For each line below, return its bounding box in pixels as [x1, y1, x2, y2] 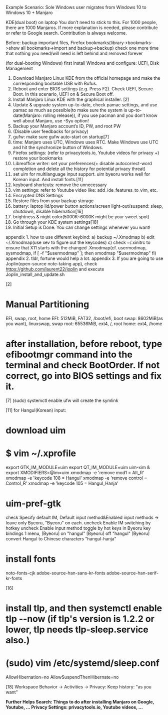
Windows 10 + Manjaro [5, 10, 53, 16]
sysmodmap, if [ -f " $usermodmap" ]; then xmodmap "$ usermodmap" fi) [5, 250, 156, 256]
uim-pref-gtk [5, 498, 61, 509]
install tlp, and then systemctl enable [5, 603, 162, 614]
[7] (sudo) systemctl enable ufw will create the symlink [5, 397, 119, 403]
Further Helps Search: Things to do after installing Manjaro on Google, [5, 699, 154, 704]
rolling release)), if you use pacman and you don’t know [42, 112, 158, 118]
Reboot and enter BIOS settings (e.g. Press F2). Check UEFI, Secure [12, 86, 153, 92]
